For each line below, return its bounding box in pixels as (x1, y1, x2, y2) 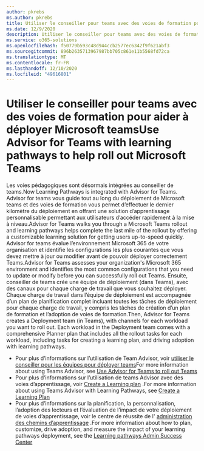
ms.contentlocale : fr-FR (6, 59, 69, 66)
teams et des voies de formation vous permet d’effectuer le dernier (6, 201, 174, 208)
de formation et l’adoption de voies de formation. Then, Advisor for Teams (6, 311, 190, 318)
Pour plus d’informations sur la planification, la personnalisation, (15, 400, 176, 407)
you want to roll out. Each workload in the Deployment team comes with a (6, 324, 191, 331)
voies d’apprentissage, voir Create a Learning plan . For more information (15, 381, 197, 388)
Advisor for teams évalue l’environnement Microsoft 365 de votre (6, 240, 169, 247)
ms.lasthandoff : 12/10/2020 (6, 65, 78, 72)
